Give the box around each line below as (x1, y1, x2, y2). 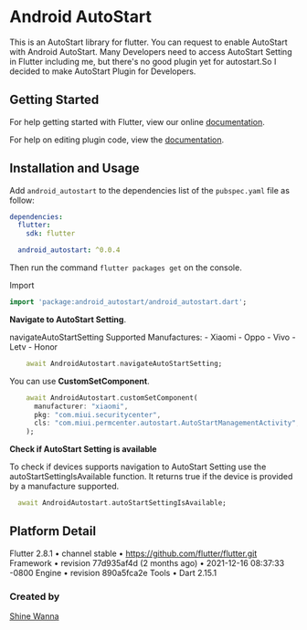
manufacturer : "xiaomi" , (33, 402, 129, 411)
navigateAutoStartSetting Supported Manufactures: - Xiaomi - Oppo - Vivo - (9, 331, 296, 342)
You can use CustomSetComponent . (9, 375, 150, 386)
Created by (9, 590, 60, 603)
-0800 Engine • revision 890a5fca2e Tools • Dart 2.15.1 (9, 567, 217, 578)
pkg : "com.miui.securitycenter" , (33, 410, 162, 419)
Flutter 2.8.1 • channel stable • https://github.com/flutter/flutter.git (9, 548, 258, 559)
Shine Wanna (9, 611, 59, 622)
